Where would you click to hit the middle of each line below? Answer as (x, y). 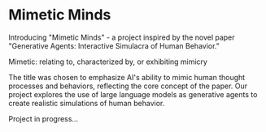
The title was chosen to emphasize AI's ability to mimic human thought (127, 77)
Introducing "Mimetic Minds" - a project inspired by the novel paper (122, 37)
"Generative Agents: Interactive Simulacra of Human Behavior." (114, 45)
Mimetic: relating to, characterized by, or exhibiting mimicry (108, 62)
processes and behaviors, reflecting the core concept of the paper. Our (128, 86)
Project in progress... (44, 118)
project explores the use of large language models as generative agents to (133, 94)
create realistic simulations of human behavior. (87, 103)
